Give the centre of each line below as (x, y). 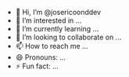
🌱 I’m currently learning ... (57, 29)
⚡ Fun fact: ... (37, 66)
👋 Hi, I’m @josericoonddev (58, 12)
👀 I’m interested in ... (48, 20)
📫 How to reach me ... (52, 46)
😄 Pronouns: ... (41, 57)
